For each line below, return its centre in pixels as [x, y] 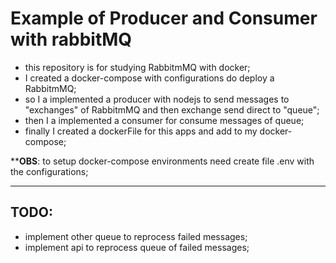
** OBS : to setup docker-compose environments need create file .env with [162, 161]
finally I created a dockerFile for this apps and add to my [141, 131]
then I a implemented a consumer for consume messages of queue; [164, 120]
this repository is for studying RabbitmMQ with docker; [137, 67]
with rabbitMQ [71, 39]
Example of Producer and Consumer [164, 18]
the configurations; [49, 171]
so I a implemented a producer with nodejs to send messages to [157, 99]
